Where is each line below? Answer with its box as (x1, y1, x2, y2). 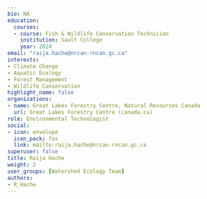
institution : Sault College (20, 37, 102, 44)
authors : (7, 174, 33, 181)
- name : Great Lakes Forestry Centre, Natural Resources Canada (7, 102, 201, 109)
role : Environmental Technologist (7, 115, 110, 122)
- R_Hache (7, 181, 37, 188)
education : (7, 17, 40, 24)
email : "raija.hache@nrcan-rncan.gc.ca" (7, 50, 129, 57)
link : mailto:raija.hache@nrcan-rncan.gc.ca (13, 142, 147, 149)
